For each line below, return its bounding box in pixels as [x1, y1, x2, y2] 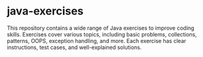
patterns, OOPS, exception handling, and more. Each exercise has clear [7, 37, 187, 44]
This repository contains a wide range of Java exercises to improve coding [7, 24, 194, 32]
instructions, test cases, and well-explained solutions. [7, 44, 142, 51]
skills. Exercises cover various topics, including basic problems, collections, [7, 30, 198, 38]
